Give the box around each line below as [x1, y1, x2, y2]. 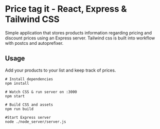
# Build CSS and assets [5, 102, 53, 107]
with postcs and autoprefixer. [5, 40, 64, 46]
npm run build [5, 106, 34, 111]
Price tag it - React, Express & [5, 3, 127, 15]
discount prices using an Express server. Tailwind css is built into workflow [5, 35, 155, 41]
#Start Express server [5, 115, 51, 120]
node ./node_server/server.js [5, 119, 67, 124]
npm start [5, 93, 25, 98]
